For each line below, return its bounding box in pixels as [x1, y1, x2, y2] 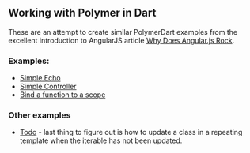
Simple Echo [19, 73, 61, 83]
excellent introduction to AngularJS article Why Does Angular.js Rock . [8, 35, 235, 45]
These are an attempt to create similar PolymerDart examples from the [8, 27, 238, 36]
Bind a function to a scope [19, 90, 106, 99]
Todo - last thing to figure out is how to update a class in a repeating [19, 128, 243, 137]
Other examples [8, 110, 71, 121]
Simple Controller [19, 82, 77, 91]
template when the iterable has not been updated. [19, 136, 183, 145]
